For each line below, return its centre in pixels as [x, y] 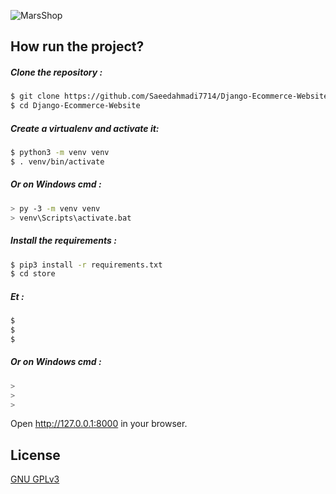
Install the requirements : [63, 241]
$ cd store [33, 274]
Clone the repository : [56, 72]
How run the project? [77, 46]
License [35, 455]
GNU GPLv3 [35, 479]
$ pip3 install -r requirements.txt [86, 265]
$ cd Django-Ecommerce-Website [75, 106]
